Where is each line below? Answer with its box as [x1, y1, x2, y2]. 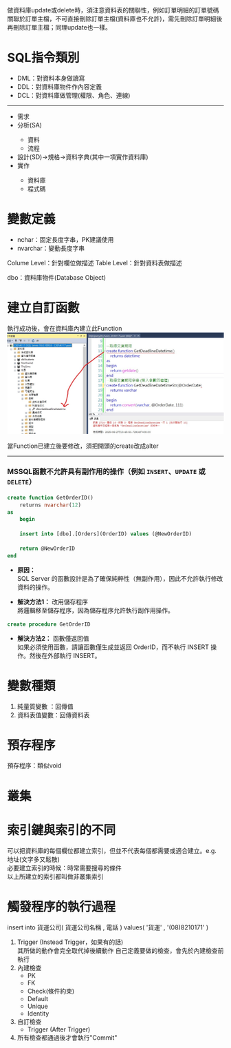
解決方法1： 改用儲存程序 [16, 597, 88, 606]
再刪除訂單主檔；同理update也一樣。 [7, 23, 111, 31]
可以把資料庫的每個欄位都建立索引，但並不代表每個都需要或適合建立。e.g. [7, 846, 217, 854]
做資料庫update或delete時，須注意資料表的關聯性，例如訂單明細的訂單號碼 [7, 6, 219, 14]
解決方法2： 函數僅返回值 [16, 634, 89, 642]
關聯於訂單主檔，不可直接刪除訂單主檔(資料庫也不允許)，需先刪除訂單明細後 [7, 14, 223, 23]
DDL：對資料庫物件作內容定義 [16, 82, 102, 91]
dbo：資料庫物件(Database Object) [7, 273, 107, 281]
